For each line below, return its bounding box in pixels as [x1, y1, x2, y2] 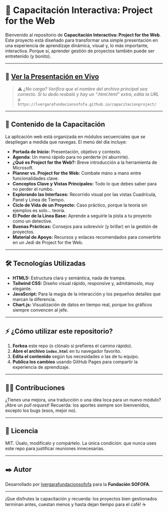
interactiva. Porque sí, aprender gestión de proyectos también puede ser [5, 48, 155, 54]
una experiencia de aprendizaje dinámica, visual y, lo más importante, [5, 42, 149, 48]
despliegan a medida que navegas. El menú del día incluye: [5, 139, 127, 145]
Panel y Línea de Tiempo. [12, 196, 65, 202]
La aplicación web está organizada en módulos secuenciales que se [5, 133, 146, 140]
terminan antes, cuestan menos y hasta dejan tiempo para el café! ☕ [5, 501, 146, 507]
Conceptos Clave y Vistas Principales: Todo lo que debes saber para [12, 180, 157, 186]
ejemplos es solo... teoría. [12, 207, 66, 213]
